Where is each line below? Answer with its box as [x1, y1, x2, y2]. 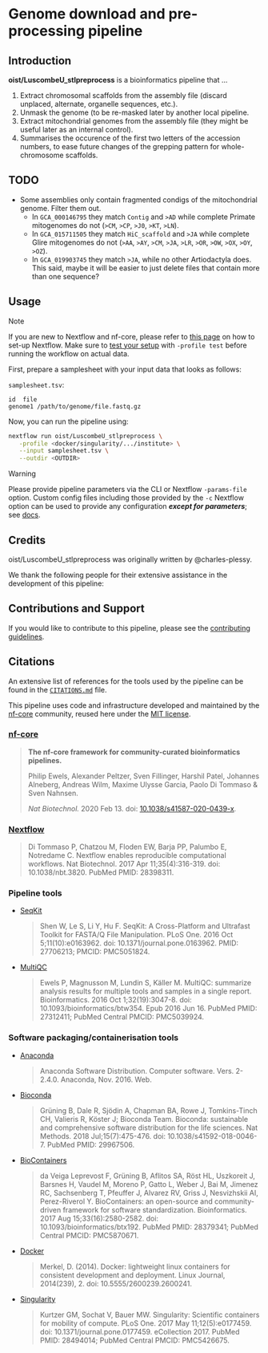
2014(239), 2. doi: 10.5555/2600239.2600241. [39, 1278, 192, 1288]
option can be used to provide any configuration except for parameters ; [8, 502, 248, 511]
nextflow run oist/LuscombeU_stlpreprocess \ [8, 432, 162, 440]
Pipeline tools [8, 888, 62, 899]
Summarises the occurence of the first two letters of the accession [19, 133, 241, 143]
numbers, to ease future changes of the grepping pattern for [19, 142, 220, 151]
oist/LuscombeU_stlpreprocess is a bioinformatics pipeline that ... [8, 75, 228, 84]
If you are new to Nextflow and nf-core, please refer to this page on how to [8, 331, 255, 341]
